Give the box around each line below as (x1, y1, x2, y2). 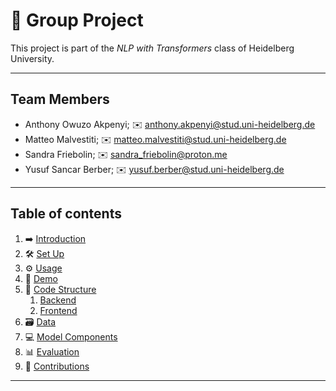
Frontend (39, 304, 78, 316)
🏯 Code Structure (24, 283, 97, 295)
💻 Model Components (24, 330, 118, 343)
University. (10, 52, 55, 64)
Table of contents (10, 205, 122, 223)
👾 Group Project (10, 9, 144, 32)
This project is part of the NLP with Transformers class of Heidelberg (10, 42, 295, 54)
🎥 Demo (24, 272, 58, 284)
